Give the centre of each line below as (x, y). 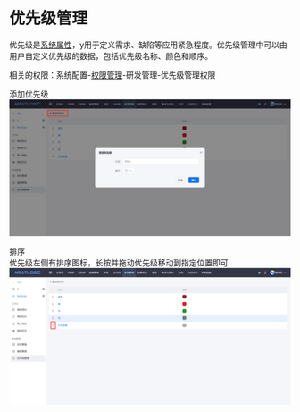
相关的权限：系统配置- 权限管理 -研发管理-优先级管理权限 (112, 75)
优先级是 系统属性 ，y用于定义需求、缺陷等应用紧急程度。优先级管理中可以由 (148, 45)
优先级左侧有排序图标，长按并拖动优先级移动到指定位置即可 (119, 263)
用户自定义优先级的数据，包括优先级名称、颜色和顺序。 (111, 55)
